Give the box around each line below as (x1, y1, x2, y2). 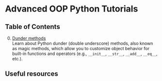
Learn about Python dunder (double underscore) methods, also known (12, 40, 153, 46)
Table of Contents (5, 23, 61, 31)
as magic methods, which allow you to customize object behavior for (12, 46, 149, 51)
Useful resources (5, 70, 58, 78)
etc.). (12, 56, 23, 61)
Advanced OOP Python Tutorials (5, 3, 138, 14)
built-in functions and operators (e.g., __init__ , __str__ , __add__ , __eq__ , (12, 51, 158, 56)
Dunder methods (12, 35, 46, 41)
